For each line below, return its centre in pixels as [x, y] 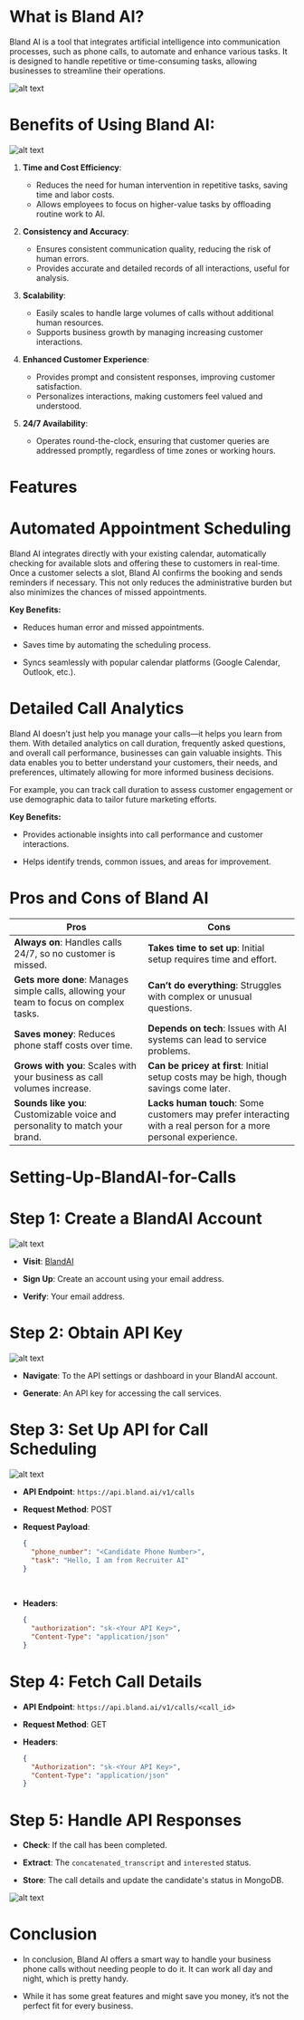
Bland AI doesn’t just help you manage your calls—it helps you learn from [146, 733]
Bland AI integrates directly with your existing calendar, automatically [138, 553]
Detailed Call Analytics [97, 709]
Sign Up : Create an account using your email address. [123, 1279]
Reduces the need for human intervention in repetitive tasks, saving [161, 185]
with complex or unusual [200, 996]
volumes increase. [53, 1088]
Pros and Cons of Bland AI [109, 898]
